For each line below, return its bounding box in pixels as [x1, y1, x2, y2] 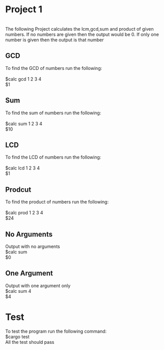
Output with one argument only [5, 282, 71, 289]
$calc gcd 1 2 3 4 [5, 76, 42, 82]
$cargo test [5, 333, 30, 340]
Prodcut [5, 185, 32, 194]
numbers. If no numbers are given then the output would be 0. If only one [5, 31, 159, 37]
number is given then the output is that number [5, 37, 104, 43]
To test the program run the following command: [5, 328, 107, 334]
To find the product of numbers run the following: [5, 199, 109, 205]
